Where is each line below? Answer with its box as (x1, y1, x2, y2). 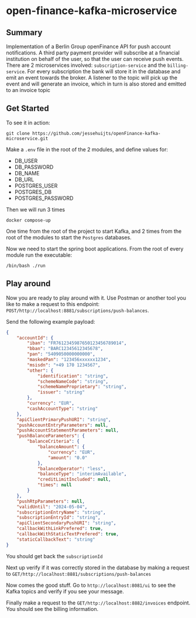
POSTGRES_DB (14, 188, 51, 195)
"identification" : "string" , (37, 373, 109, 379)
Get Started (6, 104, 49, 114)
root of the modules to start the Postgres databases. (6, 233, 132, 241)
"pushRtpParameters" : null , (16, 498, 85, 504)
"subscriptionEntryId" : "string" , (16, 515, 101, 521)
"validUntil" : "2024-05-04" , (16, 504, 88, 510)
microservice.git (6, 135, 49, 141)
